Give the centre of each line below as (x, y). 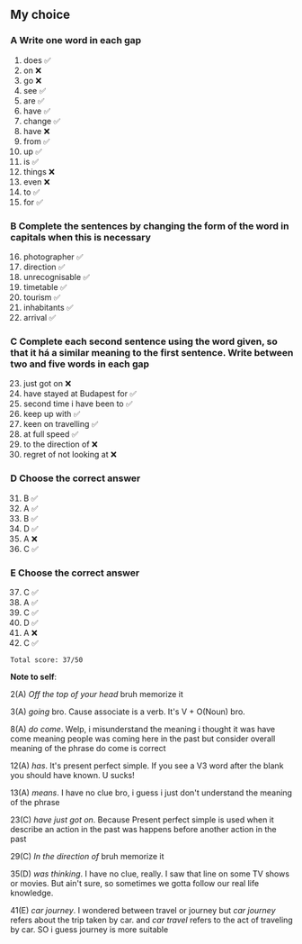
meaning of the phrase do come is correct (88, 748)
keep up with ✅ (52, 414)
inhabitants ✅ (48, 307)
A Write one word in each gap (76, 41)
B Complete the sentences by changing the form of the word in (150, 226)
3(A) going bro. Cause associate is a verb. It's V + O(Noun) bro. (128, 712)
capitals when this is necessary (81, 237)
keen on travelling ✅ (61, 424)
